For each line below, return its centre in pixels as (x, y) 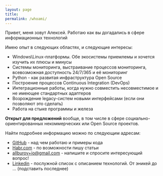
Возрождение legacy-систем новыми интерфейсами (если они (78, 99)
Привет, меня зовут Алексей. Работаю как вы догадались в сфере (75, 33)
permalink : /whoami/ (26, 19)
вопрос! (21, 158)
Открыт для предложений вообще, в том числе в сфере (65, 119)
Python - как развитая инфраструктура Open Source (67, 78)
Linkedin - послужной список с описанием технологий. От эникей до (84, 163)
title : (12, 14)
